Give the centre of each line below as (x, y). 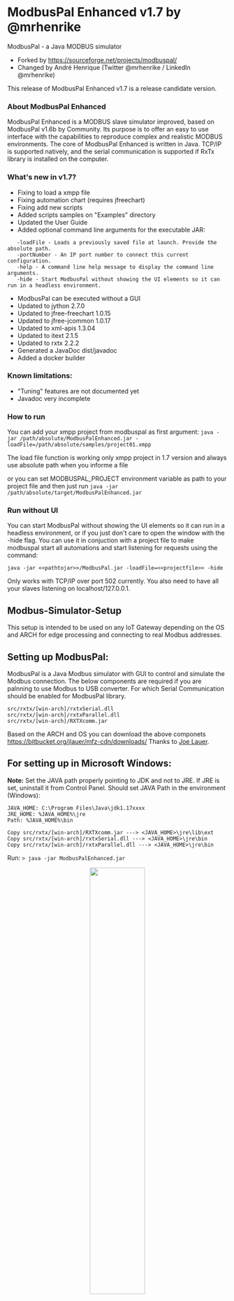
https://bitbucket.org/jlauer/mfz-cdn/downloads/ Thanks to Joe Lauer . (108, 742)
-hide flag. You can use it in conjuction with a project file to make (101, 540)
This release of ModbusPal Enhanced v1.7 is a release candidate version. (112, 88)
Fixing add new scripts (50, 207)
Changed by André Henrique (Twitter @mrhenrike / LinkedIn (104, 67)
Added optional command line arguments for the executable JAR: (111, 230)
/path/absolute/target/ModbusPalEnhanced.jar (74, 493)
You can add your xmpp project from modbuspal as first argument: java (110, 432)
